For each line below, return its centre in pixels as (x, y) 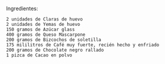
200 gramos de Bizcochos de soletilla (54, 40)
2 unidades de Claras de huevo (44, 19)
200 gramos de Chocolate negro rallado (55, 50)
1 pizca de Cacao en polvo (39, 55)
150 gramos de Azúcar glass (41, 29)
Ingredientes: (22, 9)
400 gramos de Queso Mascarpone (46, 35)
